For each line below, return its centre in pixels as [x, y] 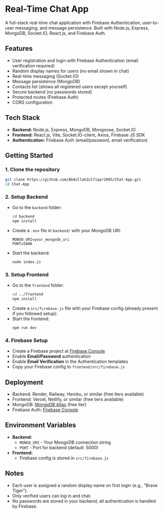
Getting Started [29, 155]
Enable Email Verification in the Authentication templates [70, 362]
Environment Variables [41, 425]
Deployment [24, 382]
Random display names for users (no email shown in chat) [71, 71]
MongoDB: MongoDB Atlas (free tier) [49, 404]
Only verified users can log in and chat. [52, 496]
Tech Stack [23, 118]
